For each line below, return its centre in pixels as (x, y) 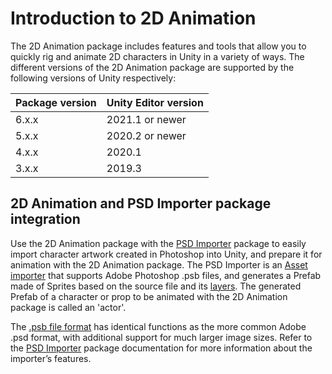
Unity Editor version (155, 102)
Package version (56, 102)
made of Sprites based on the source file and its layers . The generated (156, 286)
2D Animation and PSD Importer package (141, 203)
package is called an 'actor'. (68, 307)
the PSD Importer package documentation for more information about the (161, 348)
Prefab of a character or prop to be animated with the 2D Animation (149, 296)
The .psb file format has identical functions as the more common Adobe (158, 326)
